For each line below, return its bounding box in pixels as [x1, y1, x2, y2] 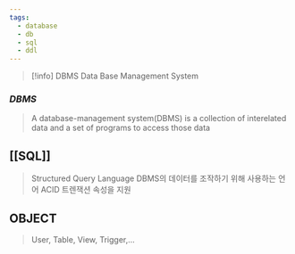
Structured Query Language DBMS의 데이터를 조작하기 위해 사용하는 [30, 173, 277, 184]
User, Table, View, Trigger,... [30, 234, 136, 245]
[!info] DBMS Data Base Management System [30, 70, 199, 81]
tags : [9, 12, 29, 22]
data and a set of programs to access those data [30, 122, 211, 134]
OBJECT [9, 210, 57, 225]
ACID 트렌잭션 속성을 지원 [40, 184, 131, 195]
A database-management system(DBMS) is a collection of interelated [30, 113, 287, 124]
